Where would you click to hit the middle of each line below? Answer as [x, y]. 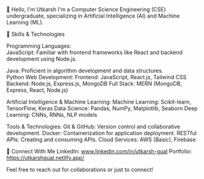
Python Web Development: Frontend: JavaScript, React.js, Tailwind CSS [97, 77]
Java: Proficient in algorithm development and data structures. [85, 71]
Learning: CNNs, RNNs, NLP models [52, 115]
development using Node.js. [42, 59]
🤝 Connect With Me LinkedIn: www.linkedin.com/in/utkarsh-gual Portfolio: [99, 151]
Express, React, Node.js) [37, 90]
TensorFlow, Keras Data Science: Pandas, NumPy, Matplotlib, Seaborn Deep [102, 108]
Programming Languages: [39, 46]
